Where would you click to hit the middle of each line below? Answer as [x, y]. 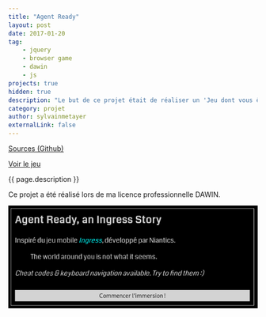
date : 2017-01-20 [37, 33]
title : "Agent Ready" [44, 17]
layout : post [30, 25]
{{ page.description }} [44, 179]
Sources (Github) [36, 149]
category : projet [37, 108]
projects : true [33, 83]
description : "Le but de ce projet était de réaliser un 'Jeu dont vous [131, 100]
